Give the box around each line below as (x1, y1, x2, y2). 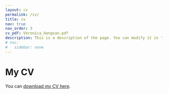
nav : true (5, 21, 26, 27)
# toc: (5, 40, 19, 45)
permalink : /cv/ (5, 12, 39, 17)
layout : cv (5, 7, 28, 13)
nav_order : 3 (5, 26, 33, 31)
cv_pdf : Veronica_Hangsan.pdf (5, 31, 69, 36)
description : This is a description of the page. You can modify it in (5, 36, 158, 41)
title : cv (5, 17, 26, 22)
